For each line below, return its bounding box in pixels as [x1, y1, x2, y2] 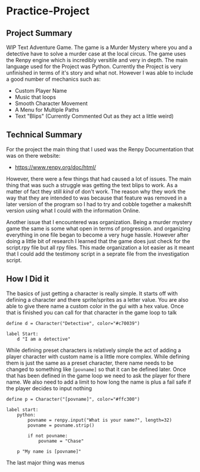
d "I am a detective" [17, 336, 70, 342]
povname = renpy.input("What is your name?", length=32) [27, 417, 172, 423]
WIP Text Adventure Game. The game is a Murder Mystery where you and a [6, 44, 192, 51]
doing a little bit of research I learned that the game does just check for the [6, 237, 190, 244]
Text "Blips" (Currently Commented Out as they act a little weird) [14, 112, 174, 119]
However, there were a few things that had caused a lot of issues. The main [6, 175, 192, 182]
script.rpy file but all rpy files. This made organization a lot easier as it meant [6, 244, 195, 251]
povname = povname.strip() [27, 422, 95, 428]
